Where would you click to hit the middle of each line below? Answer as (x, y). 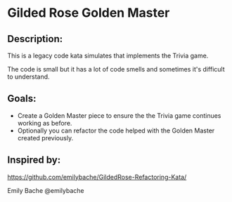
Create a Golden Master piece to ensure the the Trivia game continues (119, 115)
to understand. (29, 76)
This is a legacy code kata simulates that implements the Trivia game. (108, 55)
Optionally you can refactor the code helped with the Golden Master (116, 130)
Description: (35, 39)
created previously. (45, 137)
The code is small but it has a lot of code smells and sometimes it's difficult (116, 69)
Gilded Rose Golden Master (89, 13)
